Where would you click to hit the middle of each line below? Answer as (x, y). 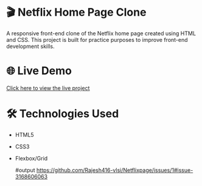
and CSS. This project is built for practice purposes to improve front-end (97, 40)
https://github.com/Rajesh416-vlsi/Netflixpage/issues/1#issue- (115, 170)
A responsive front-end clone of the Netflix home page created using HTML (101, 33)
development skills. (30, 46)
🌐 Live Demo (39, 71)
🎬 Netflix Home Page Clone (76, 12)
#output (25, 170)
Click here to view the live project (48, 88)
